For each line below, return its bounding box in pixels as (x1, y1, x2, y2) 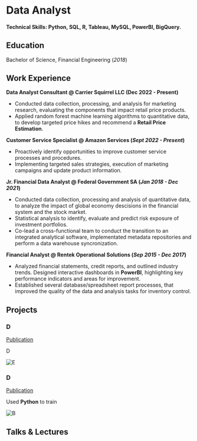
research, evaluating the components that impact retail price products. (14, 107, 186, 114)
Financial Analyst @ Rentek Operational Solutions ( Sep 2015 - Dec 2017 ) (6, 251, 187, 258)
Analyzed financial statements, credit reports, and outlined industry (14, 263, 179, 270)
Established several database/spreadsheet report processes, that (14, 281, 174, 289)
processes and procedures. (14, 154, 82, 162)
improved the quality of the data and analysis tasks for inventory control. (14, 288, 191, 295)
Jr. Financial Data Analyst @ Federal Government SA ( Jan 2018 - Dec (6, 178, 179, 186)
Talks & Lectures (6, 427, 69, 437)
